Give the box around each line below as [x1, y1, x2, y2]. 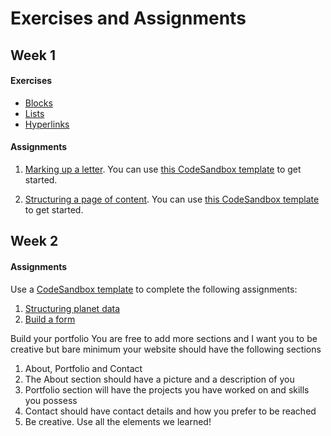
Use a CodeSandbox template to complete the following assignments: [10, 283, 298, 295]
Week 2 [10, 233, 59, 250]
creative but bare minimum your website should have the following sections [10, 343, 322, 355]
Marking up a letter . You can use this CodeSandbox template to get [24, 163, 302, 175]
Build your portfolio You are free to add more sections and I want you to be [10, 332, 318, 344]
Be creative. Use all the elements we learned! [24, 415, 212, 427]
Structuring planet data [24, 302, 121, 314]
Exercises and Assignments [10, 7, 247, 30]
